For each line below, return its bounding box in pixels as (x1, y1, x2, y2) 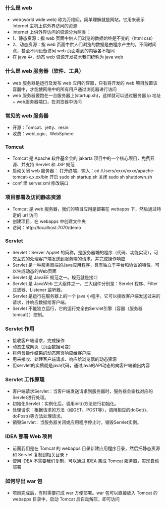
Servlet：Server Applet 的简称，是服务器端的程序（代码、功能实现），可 (12, 249, 159, 255)
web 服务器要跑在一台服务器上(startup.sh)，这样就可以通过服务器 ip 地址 (12, 92, 161, 98)
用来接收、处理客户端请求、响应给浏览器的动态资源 (12, 356, 117, 362)
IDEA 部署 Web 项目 (5, 433, 53, 440)
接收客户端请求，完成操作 (12, 337, 65, 344)
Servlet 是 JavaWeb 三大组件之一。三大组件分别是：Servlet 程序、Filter (12, 280, 158, 287)
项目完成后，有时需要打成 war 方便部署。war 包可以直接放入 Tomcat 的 (12, 490, 158, 496)
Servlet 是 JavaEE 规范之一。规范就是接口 (12, 274, 98, 280)
